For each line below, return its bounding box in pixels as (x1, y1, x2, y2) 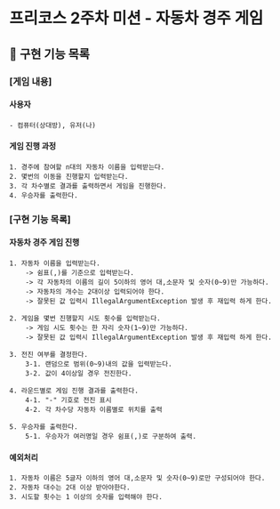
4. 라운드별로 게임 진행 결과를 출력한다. (9, 386, 140, 396)
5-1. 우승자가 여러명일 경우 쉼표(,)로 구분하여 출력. (25, 432, 197, 441)
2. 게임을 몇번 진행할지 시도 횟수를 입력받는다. (9, 314, 162, 323)
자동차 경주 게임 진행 (9, 237, 80, 247)
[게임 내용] (9, 75, 52, 87)
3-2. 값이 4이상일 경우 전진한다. (25, 369, 132, 378)
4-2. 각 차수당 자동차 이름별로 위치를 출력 (25, 406, 163, 415)
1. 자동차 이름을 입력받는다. (9, 259, 100, 268)
